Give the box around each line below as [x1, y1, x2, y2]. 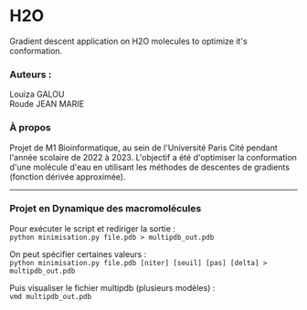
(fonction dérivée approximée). [9, 170, 126, 182]
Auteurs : [9, 67, 52, 80]
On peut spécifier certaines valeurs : [9, 248, 147, 260]
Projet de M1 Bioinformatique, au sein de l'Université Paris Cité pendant [9, 142, 279, 153]
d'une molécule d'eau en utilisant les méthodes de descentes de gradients [9, 161, 291, 172]
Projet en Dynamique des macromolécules [9, 202, 202, 215]
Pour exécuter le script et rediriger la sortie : [9, 222, 176, 233]
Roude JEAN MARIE [9, 98, 85, 109]
